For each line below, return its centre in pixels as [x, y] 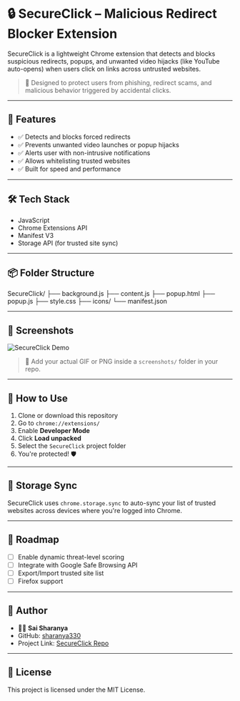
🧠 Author [27, 611]
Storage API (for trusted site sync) [68, 243]
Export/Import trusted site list [61, 573]
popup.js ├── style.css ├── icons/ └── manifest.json [87, 302]
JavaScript [34, 220]
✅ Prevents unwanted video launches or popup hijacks [99, 144]
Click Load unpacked [50, 438]
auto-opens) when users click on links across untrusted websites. [104, 69]
